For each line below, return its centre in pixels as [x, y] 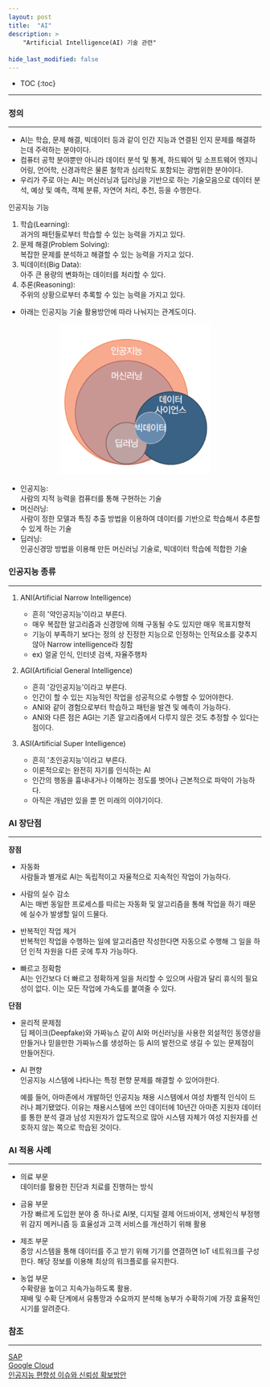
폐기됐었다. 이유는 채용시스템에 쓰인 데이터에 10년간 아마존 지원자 [137, 1107]
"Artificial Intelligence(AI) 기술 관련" [90, 43]
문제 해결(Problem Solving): [65, 245]
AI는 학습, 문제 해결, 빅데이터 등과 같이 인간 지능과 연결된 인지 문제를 [127, 140]
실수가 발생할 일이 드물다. [68, 914]
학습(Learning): [45, 225]
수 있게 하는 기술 [46, 529]
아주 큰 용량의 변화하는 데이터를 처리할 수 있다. [93, 275]
